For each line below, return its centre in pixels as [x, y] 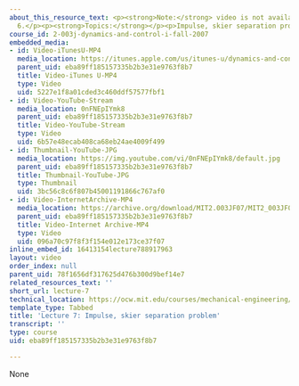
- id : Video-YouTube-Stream [61, 100]
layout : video [36, 258]
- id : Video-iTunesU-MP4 [55, 51]
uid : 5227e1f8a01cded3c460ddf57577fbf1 [91, 92]
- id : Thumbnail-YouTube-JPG [63, 150]
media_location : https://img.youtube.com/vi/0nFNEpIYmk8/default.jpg [149, 158]
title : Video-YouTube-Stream [71, 126]
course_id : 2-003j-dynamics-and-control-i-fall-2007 [109, 34]
